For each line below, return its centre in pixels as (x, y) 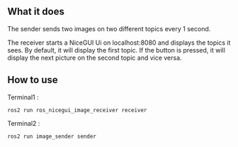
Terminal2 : (24, 123)
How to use (33, 80)
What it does (36, 12)
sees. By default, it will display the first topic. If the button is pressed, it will (116, 50)
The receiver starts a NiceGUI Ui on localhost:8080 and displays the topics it (119, 43)
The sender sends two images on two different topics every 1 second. (109, 28)
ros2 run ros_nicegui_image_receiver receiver (77, 110)
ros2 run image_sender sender (52, 136)
